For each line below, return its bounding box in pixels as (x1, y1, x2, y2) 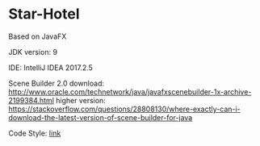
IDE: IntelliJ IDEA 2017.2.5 (8, 62, 93, 73)
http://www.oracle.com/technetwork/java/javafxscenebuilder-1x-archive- (8, 86, 252, 97)
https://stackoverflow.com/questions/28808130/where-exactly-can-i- (8, 104, 241, 114)
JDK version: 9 (8, 47, 58, 56)
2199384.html (8, 95, 55, 105)
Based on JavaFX (8, 31, 67, 41)
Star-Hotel (8, 5, 80, 23)
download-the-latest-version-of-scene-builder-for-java (8, 112, 193, 122)
